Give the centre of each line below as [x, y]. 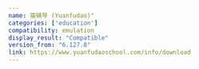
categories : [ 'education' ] [53, 23]
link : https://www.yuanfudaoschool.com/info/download [100, 52]
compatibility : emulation [51, 30]
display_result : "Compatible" [59, 38]
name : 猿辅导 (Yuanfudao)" [51, 15]
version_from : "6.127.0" [50, 45]
